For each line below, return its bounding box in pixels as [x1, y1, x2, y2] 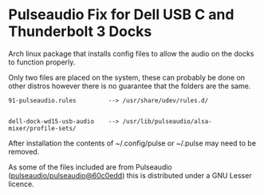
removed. [8, 146, 40, 156]
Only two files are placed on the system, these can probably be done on [8, 72, 246, 82]
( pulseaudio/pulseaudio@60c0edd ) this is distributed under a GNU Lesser [8, 170, 253, 180]
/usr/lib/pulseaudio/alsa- [122, 117, 213, 125]
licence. [8, 179, 34, 189]
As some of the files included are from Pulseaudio [8, 162, 173, 172]
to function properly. [8, 57, 76, 67]
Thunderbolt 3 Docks [8, 22, 152, 41]
